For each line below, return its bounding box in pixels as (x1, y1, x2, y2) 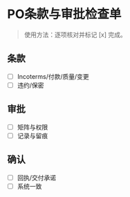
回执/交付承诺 (17, 173, 57, 182)
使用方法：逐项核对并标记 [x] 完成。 (24, 30, 127, 39)
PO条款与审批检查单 (7, 6, 122, 22)
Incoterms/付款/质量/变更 (17, 72, 90, 80)
